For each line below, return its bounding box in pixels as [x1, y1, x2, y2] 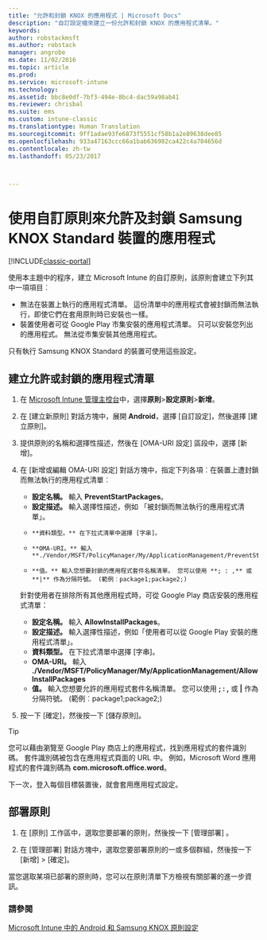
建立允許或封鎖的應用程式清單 [8, 371, 155, 386]
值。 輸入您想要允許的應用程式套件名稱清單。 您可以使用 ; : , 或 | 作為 [31, 684, 259, 693]
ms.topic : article [8, 64, 69, 72]
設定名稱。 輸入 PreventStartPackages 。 [31, 492, 168, 501]
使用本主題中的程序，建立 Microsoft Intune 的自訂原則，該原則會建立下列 [8, 273, 247, 282]
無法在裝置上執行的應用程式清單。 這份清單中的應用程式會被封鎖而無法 [19, 300, 252, 309]
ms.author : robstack [8, 41, 77, 49]
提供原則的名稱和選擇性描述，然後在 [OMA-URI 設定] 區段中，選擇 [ [19, 438, 241, 448]
